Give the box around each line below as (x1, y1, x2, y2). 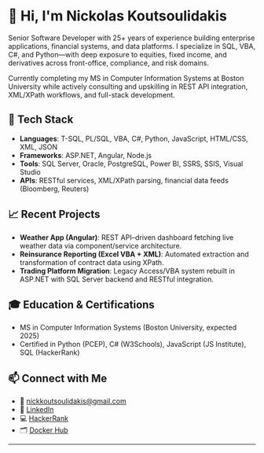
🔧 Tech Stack (8, 113, 74, 127)
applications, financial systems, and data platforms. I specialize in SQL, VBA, (8, 41, 256, 50)
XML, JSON (19, 142, 58, 152)
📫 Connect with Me (8, 371, 108, 385)
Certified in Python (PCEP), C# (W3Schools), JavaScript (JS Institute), (19, 340, 247, 349)
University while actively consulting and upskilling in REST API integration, (8, 82, 248, 91)
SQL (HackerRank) (19, 348, 80, 357)
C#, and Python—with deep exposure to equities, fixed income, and (8, 50, 227, 59)
